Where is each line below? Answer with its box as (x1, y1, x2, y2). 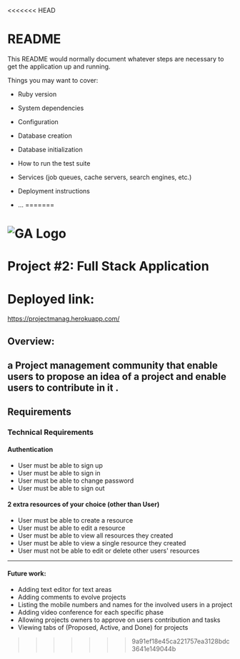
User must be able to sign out (17, 483, 105, 492)
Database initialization (17, 145, 84, 154)
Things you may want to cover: (7, 76, 99, 84)
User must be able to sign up (17, 461, 104, 470)
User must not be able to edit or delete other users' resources (17, 546, 200, 555)
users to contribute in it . (7, 382, 119, 394)
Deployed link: (7, 291, 95, 307)
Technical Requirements (7, 428, 94, 438)
